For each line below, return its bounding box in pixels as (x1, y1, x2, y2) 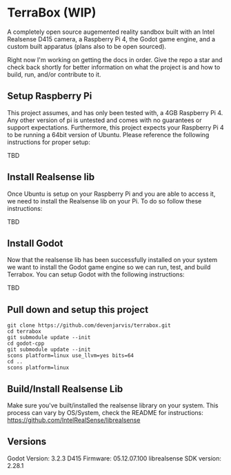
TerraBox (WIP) (7, 5, 97, 21)
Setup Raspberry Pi (7, 90, 92, 102)
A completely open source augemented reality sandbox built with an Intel (7, 28, 215, 36)
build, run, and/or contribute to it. (7, 70, 101, 79)
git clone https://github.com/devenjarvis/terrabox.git (7, 322, 171, 329)
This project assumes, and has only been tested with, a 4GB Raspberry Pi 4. (7, 108, 223, 117)
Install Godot (7, 237, 63, 249)
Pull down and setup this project (7, 303, 149, 315)
